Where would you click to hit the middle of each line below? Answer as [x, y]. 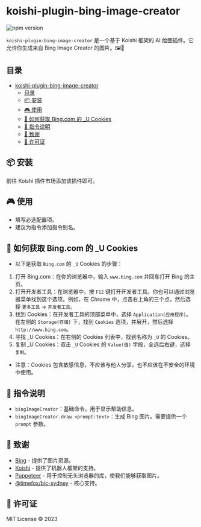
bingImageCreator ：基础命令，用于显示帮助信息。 [76, 409]
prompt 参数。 [32, 424]
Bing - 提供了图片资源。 [44, 460]
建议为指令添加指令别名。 [47, 227]
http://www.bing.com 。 [43, 329]
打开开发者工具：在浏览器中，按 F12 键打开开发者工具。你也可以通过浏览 [105, 292]
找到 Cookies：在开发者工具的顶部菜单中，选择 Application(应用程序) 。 [103, 314]
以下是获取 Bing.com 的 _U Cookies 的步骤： [69, 264]
